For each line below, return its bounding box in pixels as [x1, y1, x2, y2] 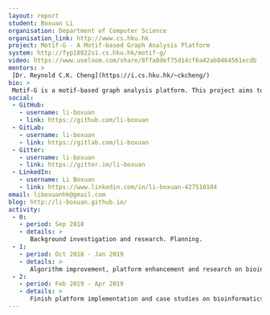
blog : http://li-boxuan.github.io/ [8, 198, 128, 206]
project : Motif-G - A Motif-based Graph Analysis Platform [8, 42, 211, 50]
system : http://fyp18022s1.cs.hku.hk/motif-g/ [8, 49, 167, 57]
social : [8, 94, 35, 102]
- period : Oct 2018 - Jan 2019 [18, 250, 125, 258]
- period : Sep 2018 [18, 220, 84, 228]
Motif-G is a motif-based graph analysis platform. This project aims [11, 86, 253, 95]
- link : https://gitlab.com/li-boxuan [18, 138, 149, 147]
